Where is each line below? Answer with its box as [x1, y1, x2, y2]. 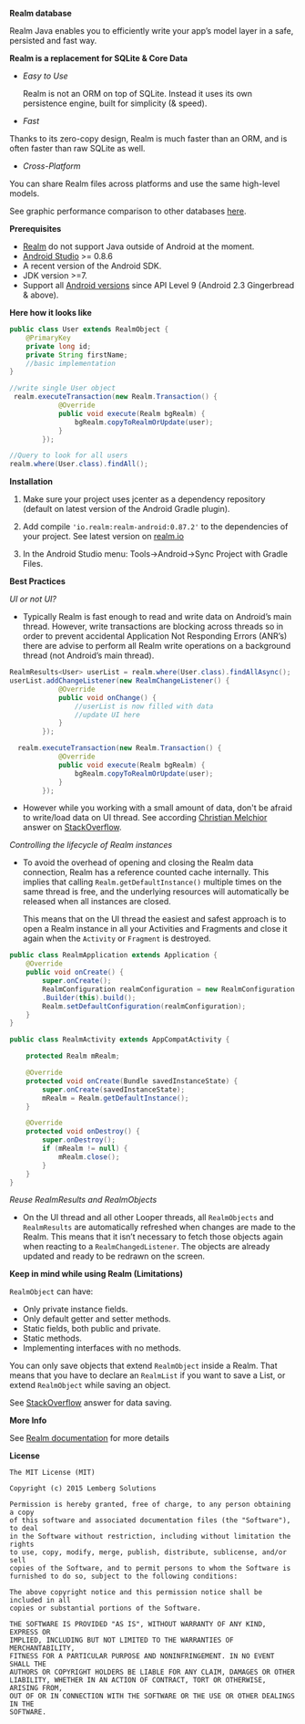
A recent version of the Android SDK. [22, 260, 162, 271]
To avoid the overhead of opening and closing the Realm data [22, 857, 254, 868]
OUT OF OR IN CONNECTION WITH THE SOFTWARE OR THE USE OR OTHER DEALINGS [9, 1692, 296, 1701]
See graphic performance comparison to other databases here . [9, 205, 248, 216]
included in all [9, 1596, 71, 1605]
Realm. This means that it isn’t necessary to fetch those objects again [22, 1231, 284, 1242]
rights [9, 1540, 35, 1550]
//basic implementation [25, 359, 117, 368]
